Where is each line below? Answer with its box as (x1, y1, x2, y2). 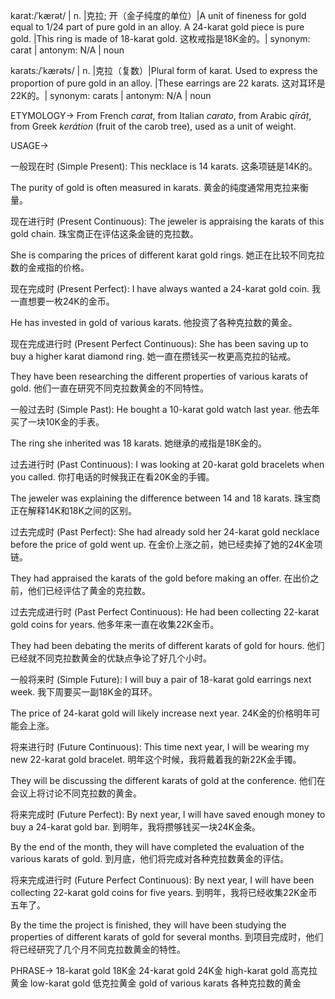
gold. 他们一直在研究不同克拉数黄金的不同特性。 (10, 382, 209, 394)
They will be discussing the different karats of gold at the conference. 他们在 (10, 775, 326, 786)
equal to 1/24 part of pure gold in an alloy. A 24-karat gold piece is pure (10, 21, 305, 33)
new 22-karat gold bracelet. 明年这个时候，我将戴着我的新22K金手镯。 (10, 754, 302, 765)
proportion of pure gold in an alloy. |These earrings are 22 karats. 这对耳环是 (10, 77, 326, 89)
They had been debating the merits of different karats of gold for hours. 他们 (10, 640, 325, 651)
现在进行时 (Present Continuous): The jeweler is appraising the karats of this (10, 215, 325, 227)
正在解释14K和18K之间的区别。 (10, 505, 137, 516)
